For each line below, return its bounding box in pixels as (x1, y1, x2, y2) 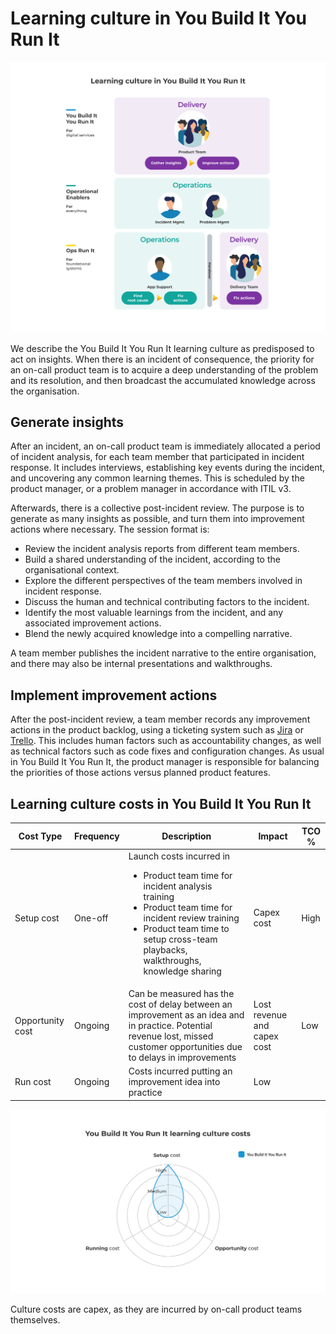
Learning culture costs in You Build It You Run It (10, 795, 312, 812)
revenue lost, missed (128, 1030, 214, 1042)
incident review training (143, 912, 240, 924)
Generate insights (10, 413, 125, 431)
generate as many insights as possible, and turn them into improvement (10, 513, 305, 525)
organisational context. (24, 564, 120, 576)
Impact (258, 830, 288, 842)
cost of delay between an (128, 998, 233, 1010)
